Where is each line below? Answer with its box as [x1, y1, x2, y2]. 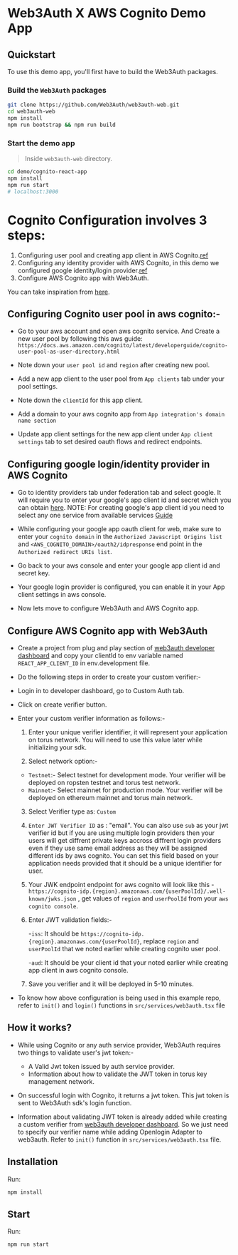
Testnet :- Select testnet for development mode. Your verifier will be [28, 770, 226, 779]
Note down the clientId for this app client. [17, 396, 144, 404]
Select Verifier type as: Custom [28, 807, 117, 816]
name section [17, 417, 57, 425]
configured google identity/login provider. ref [17, 266, 148, 275]
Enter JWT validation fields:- [28, 915, 112, 924]
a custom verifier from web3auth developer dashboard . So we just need [17, 1120, 229, 1128]
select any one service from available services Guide [17, 511, 173, 520]
